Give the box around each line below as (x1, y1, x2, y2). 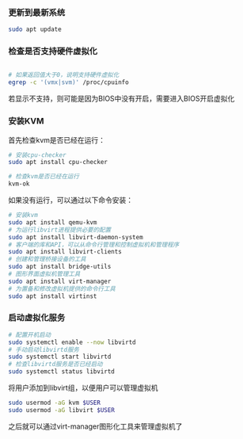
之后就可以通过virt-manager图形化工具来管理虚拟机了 (8, 422, 183, 431)
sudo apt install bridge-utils (8, 263, 112, 271)
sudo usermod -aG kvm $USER (8, 399, 101, 407)
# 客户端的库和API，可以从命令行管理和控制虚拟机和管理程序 (8, 240, 180, 249)
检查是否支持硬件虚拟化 (8, 46, 97, 57)
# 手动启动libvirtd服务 (8, 345, 79, 353)
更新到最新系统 (8, 6, 66, 17)
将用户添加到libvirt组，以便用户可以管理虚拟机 (8, 383, 158, 393)
